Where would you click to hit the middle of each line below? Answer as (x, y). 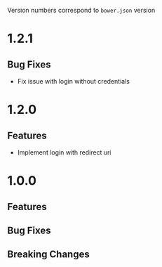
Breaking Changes (48, 255)
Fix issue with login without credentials (73, 81)
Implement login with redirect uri (64, 152)
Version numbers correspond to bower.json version (81, 10)
